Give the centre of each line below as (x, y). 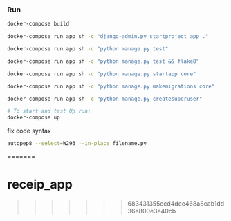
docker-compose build (38, 24)
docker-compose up (34, 118)
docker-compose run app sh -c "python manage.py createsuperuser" (105, 99)
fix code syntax (29, 131)
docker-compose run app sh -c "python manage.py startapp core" (102, 74)
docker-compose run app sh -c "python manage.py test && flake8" (103, 61)
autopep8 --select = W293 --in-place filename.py (77, 144)
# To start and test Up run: (49, 111)
